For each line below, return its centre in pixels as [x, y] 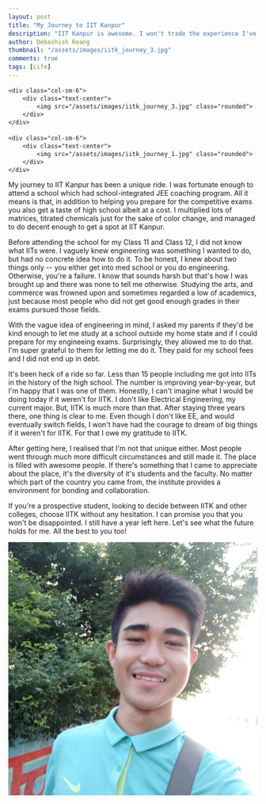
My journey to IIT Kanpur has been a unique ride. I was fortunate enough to [131, 184]
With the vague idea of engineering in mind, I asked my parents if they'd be [131, 324]
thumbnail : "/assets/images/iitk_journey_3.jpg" [90, 50]
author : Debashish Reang [49, 42]
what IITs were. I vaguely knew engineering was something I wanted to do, [130, 251]
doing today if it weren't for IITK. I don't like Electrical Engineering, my [122, 399]
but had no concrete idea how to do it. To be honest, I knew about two [123, 258]
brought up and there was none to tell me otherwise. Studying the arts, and [131, 284]
